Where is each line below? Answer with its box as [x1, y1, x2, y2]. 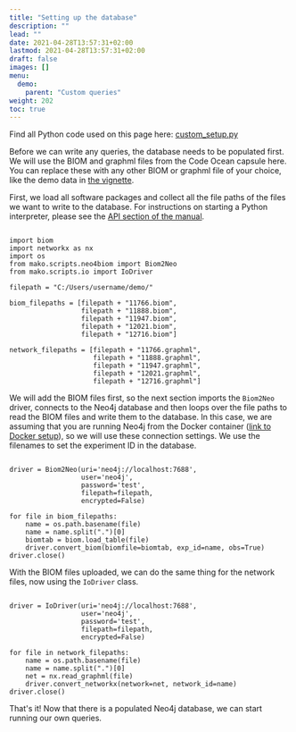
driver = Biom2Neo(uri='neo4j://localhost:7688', [9, 466, 198, 475]
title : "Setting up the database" [9, 13, 138, 22]
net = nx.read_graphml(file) [25, 672, 134, 681]
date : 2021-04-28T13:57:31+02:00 [9, 38, 134, 47]
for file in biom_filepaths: [9, 512, 118, 521]
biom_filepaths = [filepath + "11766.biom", [9, 299, 177, 308]
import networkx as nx [9, 244, 94, 253]
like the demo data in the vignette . [9, 175, 135, 186]
